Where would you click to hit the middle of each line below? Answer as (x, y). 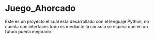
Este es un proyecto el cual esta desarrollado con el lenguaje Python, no (77, 21)
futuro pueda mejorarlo (28, 31)
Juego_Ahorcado (40, 8)
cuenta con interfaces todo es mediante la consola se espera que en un (77, 26)
